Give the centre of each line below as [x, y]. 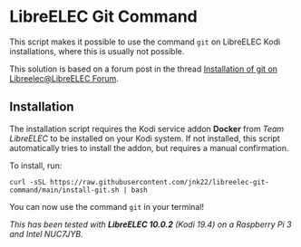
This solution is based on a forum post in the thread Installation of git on [144, 69]
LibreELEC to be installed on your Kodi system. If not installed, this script [145, 138]
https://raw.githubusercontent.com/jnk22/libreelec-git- [160, 182]
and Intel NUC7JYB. [46, 233]
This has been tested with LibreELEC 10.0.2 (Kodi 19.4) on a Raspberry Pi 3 [150, 224]
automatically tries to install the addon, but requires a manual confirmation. [149, 147]
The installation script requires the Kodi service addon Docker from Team [146, 128]
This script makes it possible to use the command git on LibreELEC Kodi [145, 42]
